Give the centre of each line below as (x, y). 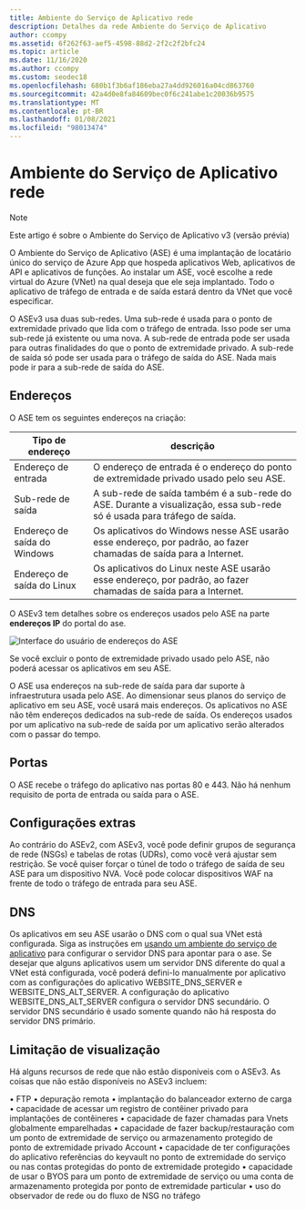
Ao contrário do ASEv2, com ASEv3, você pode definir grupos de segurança (153, 845)
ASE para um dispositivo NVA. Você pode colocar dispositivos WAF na (141, 874)
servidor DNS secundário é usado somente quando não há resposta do (143, 1012)
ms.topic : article (44, 52)
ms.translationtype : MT (55, 102)
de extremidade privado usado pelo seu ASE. (189, 478)
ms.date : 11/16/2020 (49, 60)
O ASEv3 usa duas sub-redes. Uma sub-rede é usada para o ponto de (141, 319)
